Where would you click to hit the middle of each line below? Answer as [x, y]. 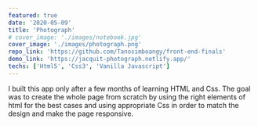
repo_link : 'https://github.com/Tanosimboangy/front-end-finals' [117, 52]
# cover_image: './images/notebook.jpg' [75, 37]
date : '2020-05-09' [40, 23]
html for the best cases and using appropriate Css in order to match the [124, 105]
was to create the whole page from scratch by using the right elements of [127, 97]
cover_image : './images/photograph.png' [75, 45]
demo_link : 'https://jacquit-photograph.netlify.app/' [100, 59]
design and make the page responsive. [71, 113]
